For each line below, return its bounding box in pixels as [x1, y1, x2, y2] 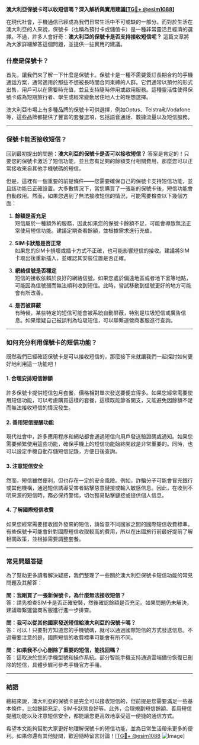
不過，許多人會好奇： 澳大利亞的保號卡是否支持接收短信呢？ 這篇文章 [16, 33, 184, 40]
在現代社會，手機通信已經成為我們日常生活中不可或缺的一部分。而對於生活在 [6, 18, 193, 25]
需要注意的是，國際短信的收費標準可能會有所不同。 [11, 634, 136, 641]
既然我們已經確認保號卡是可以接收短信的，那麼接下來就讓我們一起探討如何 [6, 352, 188, 360]
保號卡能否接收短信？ [6, 136, 67, 144]
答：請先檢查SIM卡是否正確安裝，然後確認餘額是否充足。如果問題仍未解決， [6, 599, 192, 606]
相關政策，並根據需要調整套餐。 [6, 535, 84, 542]
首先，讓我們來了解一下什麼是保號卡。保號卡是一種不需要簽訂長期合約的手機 [6, 71, 193, 79]
